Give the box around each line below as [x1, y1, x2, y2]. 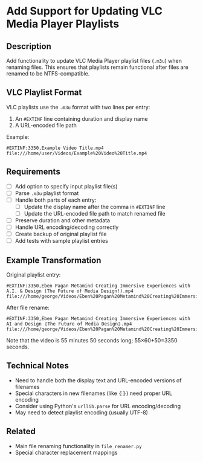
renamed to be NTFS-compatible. [6, 70, 90, 77]
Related [6, 426, 36, 437]
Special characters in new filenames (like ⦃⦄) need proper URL [14, 390, 173, 397]
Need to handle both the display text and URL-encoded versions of [14, 376, 182, 384]
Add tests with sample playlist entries [14, 237, 109, 245]
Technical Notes [6, 361, 69, 371]
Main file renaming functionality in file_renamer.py [14, 442, 142, 449]
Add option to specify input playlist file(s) [14, 182, 118, 190]
